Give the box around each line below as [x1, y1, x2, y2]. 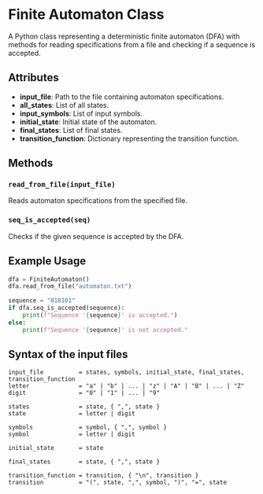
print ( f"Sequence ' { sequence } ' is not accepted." [22, 326, 189, 334]
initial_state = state [8, 444, 104, 452]
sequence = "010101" [8, 297, 76, 304]
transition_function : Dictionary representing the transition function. [19, 134, 239, 143]
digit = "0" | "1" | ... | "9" [8, 389, 160, 397]
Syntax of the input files [8, 348, 128, 361]
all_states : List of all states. [19, 100, 109, 109]
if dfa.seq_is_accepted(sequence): [8, 304, 125, 312]
